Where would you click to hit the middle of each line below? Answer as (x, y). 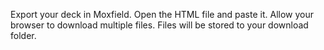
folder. (23, 35)
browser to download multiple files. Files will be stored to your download (159, 25)
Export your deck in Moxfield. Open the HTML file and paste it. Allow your (162, 14)
